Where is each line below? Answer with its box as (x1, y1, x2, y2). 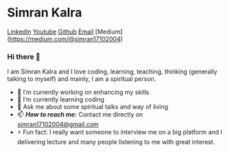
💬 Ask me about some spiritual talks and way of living (16, 103, 168, 111)
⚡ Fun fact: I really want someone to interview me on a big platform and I (16, 128, 223, 137)
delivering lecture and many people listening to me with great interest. (16, 138, 215, 146)
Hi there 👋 (7, 51, 41, 61)
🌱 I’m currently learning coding (16, 95, 105, 104)
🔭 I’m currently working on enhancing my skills (16, 88, 150, 97)
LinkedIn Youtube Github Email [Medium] (7, 27, 123, 36)
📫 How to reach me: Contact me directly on (16, 110, 144, 119)
